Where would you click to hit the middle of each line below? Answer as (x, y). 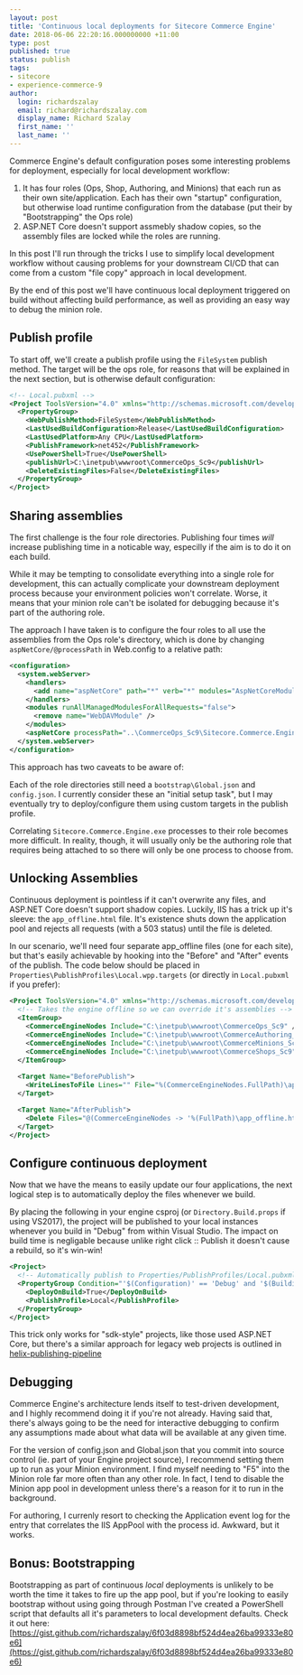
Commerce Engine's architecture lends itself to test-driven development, (144, 1404)
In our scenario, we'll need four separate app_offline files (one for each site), (151, 946)
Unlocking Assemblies (74, 878)
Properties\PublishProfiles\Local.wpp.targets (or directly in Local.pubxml (150, 975)
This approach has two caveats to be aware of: (97, 767)
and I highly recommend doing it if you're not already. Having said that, (141, 1413)
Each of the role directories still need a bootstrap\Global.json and (133, 784)
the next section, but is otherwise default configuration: (112, 378)
